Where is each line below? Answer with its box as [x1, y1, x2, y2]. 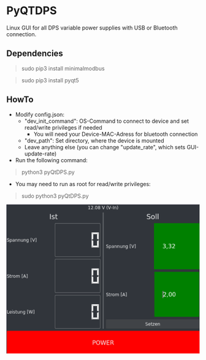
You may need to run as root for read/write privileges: [15, 180, 151, 187]
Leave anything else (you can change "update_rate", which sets [24, 143, 186, 151]
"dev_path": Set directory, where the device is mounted [24, 136, 164, 144]
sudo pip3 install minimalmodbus [21, 65, 105, 72]
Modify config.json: [15, 111, 65, 118]
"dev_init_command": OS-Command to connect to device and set [24, 117, 189, 125]
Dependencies [6, 49, 63, 59]
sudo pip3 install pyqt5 [21, 76, 80, 84]
